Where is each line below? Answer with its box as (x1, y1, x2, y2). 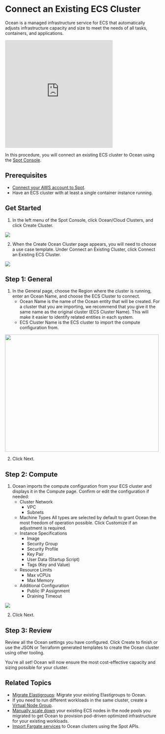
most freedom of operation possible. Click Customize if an (19, 520, 137, 526)
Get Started (5, 204, 41, 212)
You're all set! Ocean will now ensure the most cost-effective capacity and (5, 659, 156, 665)
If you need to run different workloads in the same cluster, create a (12, 697, 147, 703)
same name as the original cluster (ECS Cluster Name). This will (19, 309, 149, 315)
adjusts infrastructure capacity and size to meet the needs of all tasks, (5, 25, 147, 31)
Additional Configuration (19, 583, 69, 589)
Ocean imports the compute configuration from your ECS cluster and (12, 483, 152, 489)
